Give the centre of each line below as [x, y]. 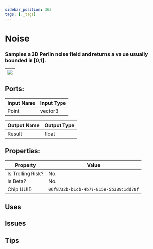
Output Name [24, 125]
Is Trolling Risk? [26, 173]
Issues [15, 224]
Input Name [22, 103]
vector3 [49, 111]
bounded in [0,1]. [26, 60]
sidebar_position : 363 [28, 10]
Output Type [59, 125]
